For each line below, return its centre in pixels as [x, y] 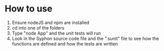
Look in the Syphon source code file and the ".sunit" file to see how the [86, 38]
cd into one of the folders [38, 27]
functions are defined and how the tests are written [65, 43]
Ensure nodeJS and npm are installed [51, 22]
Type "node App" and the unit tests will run [56, 33]
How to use [29, 9]
